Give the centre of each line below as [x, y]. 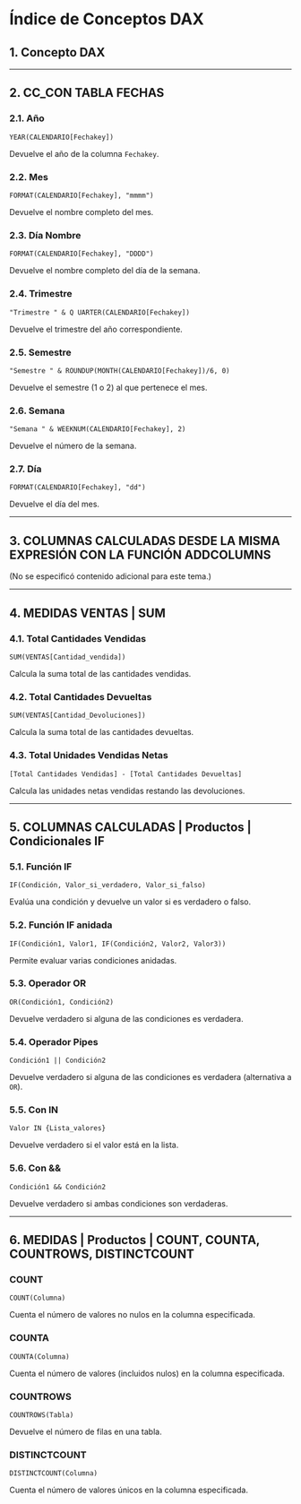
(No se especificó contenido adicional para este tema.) [111, 576]
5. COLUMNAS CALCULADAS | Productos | [131, 827]
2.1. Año [27, 118]
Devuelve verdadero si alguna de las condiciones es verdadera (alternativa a [150, 1077]
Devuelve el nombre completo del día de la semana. [105, 271]
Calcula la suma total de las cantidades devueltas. [102, 732]
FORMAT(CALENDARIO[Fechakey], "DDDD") [82, 254]
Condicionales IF [57, 841]
